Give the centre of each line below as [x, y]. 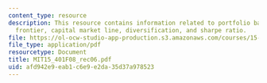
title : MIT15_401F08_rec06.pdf [60, 60]
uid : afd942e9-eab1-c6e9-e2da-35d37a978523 [81, 67]
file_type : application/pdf [55, 45]
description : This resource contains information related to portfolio [129, 23]
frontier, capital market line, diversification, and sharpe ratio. [131, 30]
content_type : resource [48, 15]
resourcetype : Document [48, 52]
